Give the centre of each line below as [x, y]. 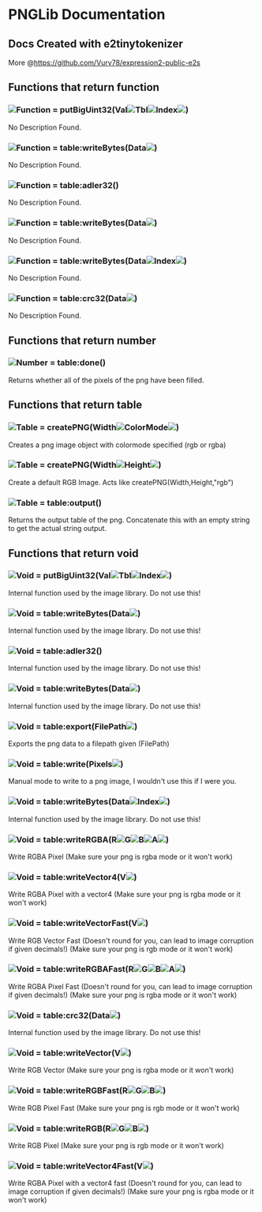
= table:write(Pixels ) [79, 764]
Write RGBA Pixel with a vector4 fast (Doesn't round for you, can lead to [125, 1184]
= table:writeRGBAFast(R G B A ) [110, 969]
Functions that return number [82, 340]
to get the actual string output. [58, 529]
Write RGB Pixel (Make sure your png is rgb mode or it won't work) [116, 1145]
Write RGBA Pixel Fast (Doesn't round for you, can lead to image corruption [130, 986]
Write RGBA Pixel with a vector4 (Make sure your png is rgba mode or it [124, 894]
